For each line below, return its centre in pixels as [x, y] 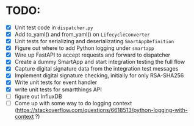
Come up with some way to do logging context [73, 103]
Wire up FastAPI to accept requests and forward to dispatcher [92, 55]
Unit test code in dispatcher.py [54, 27]
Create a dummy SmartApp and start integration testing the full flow [100, 62]
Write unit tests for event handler [56, 82]
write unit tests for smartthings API [58, 89]
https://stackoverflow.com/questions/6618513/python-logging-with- [102, 110]
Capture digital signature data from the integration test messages [96, 69]
